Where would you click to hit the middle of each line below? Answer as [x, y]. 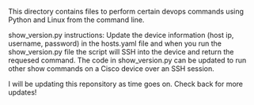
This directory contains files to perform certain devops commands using [126, 11]
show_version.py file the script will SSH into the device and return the [121, 52]
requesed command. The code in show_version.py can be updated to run [127, 60]
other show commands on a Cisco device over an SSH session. [112, 69]
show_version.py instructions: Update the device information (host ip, [121, 35]
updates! [23, 92]
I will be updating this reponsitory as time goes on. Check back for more [126, 84]
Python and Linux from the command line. [76, 20]
